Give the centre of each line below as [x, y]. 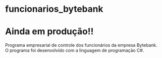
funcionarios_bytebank [54, 9]
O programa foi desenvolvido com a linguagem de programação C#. [75, 51]
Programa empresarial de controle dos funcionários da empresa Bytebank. [81, 45]
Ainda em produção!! [50, 32]
